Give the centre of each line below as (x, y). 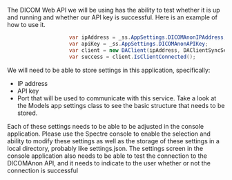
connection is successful (42, 170)
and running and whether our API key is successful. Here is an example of (112, 17)
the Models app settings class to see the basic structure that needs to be (121, 105)
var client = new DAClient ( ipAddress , (125, 50)
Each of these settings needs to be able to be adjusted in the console (106, 126)
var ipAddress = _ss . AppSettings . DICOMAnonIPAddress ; (148, 37)
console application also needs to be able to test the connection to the (107, 156)
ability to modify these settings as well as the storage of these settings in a (113, 141)
